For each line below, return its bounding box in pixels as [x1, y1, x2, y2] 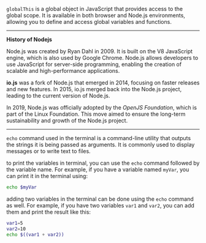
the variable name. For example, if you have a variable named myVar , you [6, 166, 189, 173]
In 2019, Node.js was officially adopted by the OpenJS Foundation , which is [6, 104, 197, 111]
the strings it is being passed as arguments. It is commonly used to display [6, 141, 195, 148]
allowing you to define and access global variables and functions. [6, 18, 172, 25]
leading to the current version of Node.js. [6, 92, 110, 99]
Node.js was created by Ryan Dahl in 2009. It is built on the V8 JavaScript [6, 48, 193, 54]
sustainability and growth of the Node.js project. [6, 117, 128, 124]
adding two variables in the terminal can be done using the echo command [6, 195, 194, 203]
